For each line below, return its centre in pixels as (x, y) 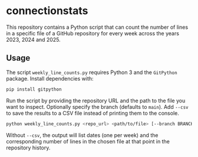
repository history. (28, 148)
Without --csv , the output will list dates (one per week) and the (82, 135)
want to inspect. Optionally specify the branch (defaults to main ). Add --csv (97, 106)
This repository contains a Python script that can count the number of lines (97, 27)
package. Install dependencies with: (50, 78)
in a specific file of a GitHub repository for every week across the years (93, 33)
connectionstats (47, 11)
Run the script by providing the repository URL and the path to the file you (96, 101)
